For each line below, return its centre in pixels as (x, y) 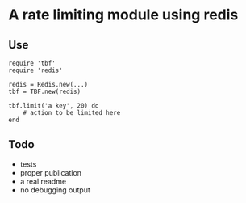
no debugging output (55, 190)
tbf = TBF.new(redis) (45, 91)
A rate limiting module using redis (123, 15)
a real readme (43, 181)
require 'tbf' (32, 63)
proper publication (51, 172)
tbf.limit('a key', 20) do (54, 106)
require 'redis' (35, 70)
